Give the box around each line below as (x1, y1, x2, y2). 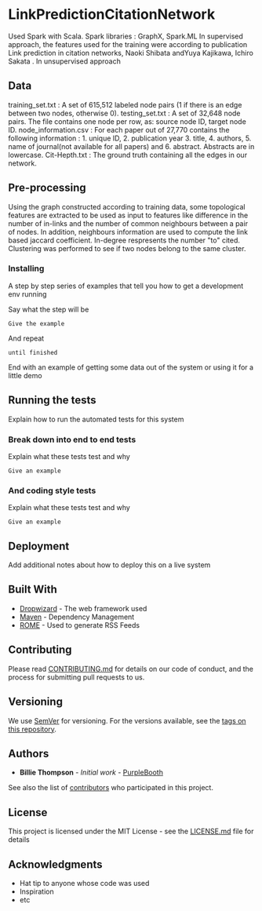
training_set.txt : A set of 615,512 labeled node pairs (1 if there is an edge (8, 100, 242, 109)
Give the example (8, 319, 65, 327)
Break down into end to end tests (8, 434, 136, 445)
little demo (8, 370, 42, 380)
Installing (8, 263, 45, 274)
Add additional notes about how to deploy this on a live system (8, 560, 211, 570)
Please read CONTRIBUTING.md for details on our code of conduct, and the (8, 664, 253, 673)
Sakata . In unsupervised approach (8, 56, 122, 66)
